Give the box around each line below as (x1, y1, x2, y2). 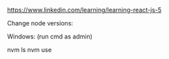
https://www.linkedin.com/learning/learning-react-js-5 (7, 6, 162, 14)
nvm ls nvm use (7, 46, 52, 54)
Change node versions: (7, 19, 74, 27)
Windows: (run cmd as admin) (7, 32, 93, 40)
